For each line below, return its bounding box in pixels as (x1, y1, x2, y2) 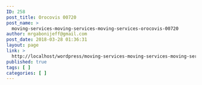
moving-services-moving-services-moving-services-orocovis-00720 (11, 25, 179, 32)
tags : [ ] (6, 64, 31, 71)
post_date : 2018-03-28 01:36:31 (6, 37, 87, 42)
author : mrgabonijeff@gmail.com (6, 31, 87, 37)
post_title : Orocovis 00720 (6, 14, 77, 20)
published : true (6, 59, 47, 65)
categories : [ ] (6, 70, 47, 76)
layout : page (6, 42, 39, 48)
